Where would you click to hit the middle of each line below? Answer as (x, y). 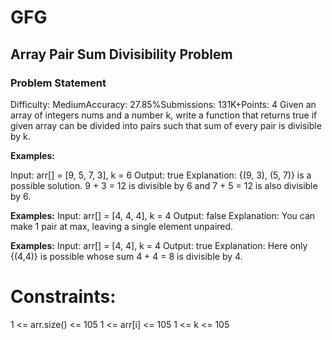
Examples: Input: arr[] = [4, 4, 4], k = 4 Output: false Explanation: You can (163, 215)
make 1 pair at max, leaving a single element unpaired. (122, 226)
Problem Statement (58, 83)
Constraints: (63, 297)
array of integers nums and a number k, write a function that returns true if (164, 115)
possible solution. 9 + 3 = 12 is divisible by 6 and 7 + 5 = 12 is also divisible (164, 185)
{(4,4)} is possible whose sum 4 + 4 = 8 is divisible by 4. (126, 256)
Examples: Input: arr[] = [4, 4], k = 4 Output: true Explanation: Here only (159, 245)
